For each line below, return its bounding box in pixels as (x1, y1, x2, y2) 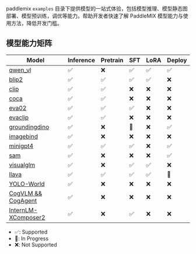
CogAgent (9, 196, 37, 204)
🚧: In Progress (14, 235, 48, 242)
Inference (68, 56, 95, 64)
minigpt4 (9, 142, 34, 150)
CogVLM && (9, 189, 43, 197)
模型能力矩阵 (6, 39, 52, 48)
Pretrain (100, 56, 124, 64)
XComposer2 (9, 213, 45, 221)
